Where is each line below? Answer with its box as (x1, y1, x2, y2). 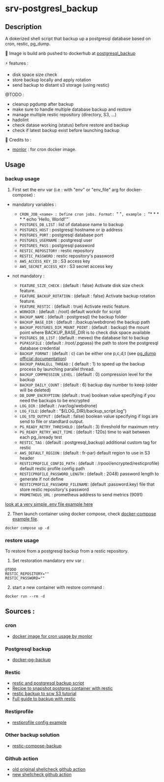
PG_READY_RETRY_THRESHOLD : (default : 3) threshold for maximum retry (19, 424, 159, 429)
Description (5, 23, 42, 31)
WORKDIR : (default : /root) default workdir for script (19, 308, 121, 314)
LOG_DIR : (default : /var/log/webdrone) (19, 402, 97, 409)
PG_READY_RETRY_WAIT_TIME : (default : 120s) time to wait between (19, 429, 150, 435)
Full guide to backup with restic (12, 696, 76, 702)
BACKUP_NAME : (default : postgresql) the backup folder (19, 314, 127, 320)
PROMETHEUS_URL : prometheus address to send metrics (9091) (19, 491, 143, 497)
